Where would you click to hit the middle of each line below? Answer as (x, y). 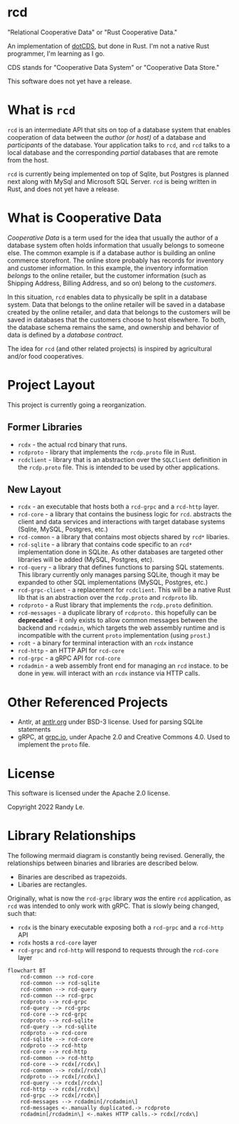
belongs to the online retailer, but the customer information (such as (107, 275)
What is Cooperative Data (85, 218)
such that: (22, 914)
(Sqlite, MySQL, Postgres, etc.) (63, 529)
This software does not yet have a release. (70, 81)
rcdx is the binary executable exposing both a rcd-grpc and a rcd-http (121, 927)
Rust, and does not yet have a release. (63, 189)
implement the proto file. (54, 745)
